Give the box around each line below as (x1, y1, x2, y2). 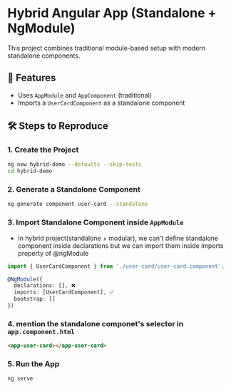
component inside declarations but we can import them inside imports (17, 241, 224, 250)
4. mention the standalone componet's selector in (7, 318, 184, 328)
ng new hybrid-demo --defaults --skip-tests (7, 161, 142, 168)
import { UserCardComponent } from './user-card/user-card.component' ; (7, 262, 225, 270)
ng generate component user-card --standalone (7, 201, 148, 208)
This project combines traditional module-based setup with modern (7, 43, 205, 52)
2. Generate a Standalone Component (7, 185, 140, 194)
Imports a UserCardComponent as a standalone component (17, 98, 185, 107)
